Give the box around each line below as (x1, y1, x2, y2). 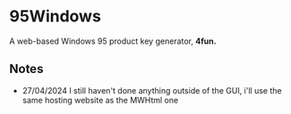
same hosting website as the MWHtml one (21, 94, 179, 105)
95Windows (9, 6, 101, 27)
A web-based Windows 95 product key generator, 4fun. (9, 36, 217, 46)
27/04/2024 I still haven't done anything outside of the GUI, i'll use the (21, 85, 282, 95)
